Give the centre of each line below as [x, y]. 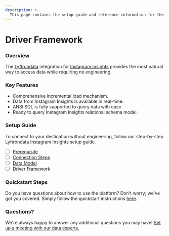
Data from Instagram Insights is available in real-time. [68, 101]
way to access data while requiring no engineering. [59, 72]
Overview [17, 55]
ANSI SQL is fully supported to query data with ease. [68, 107]
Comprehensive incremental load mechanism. [60, 96]
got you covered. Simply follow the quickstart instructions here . [71, 199]
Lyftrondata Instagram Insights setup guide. [51, 142]
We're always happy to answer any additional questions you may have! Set [83, 223]
